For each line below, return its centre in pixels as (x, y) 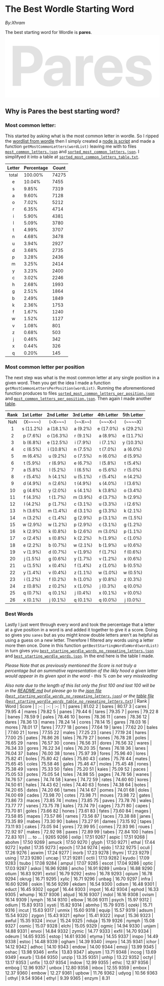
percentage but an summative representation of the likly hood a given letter (82, 671)
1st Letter (32, 415)
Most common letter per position (45, 367)
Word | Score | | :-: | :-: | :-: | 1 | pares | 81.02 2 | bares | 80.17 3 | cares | (77, 707)
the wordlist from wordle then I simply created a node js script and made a (80, 141)
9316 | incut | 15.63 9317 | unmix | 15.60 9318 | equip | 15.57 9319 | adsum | (80, 910)
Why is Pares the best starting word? (62, 111)
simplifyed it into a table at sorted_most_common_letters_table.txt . (72, 157)
